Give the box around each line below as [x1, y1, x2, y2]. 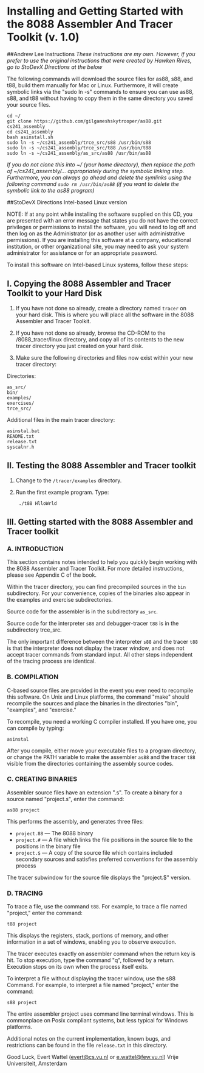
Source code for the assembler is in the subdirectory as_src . [7, 608, 158, 615]
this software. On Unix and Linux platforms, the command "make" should [7, 693, 189, 700]
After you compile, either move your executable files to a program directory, [7, 747, 197, 754]
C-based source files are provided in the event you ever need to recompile [7, 686, 194, 694]
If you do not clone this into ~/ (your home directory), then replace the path [7, 160, 195, 168]
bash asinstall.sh [7, 134, 53, 140]
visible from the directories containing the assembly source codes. [7, 760, 174, 767]
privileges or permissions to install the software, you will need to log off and [7, 223, 197, 230]
